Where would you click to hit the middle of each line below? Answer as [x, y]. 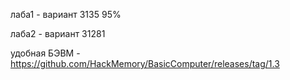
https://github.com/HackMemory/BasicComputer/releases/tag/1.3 [145, 63]
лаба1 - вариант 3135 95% [66, 14]
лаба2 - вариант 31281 [58, 33]
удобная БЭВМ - [45, 53]
